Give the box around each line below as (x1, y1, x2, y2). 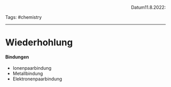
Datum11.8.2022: (131, 5, 166, 10)
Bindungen (5, 53, 29, 60)
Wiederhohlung (5, 37, 73, 48)
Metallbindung (12, 71, 43, 77)
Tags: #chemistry (5, 14, 42, 20)
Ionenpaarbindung (12, 65, 52, 71)
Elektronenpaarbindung (12, 76, 63, 82)
